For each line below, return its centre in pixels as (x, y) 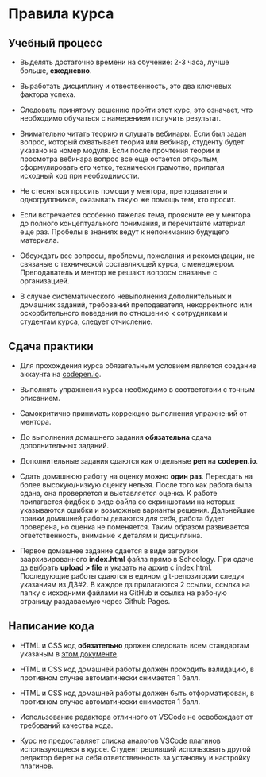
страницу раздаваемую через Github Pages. (95, 601)
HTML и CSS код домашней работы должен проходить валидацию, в (137, 669)
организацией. (44, 281)
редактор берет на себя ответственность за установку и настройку (135, 757)
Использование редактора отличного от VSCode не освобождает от (136, 717)
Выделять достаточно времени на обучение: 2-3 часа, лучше (124, 62)
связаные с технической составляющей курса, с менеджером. (127, 264)
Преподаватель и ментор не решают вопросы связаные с (118, 272)
